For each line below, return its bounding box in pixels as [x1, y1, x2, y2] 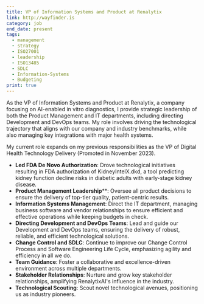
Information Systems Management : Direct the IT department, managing [15, 200, 198, 207]
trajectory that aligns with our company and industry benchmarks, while [6, 125, 187, 132]
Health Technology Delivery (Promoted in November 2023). [6, 150, 156, 157]
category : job [6, 20, 43, 26]
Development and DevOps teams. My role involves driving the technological [6, 119, 197, 125]
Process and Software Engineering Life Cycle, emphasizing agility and [15, 246, 192, 252]
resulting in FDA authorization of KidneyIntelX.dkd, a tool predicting [15, 168, 185, 175]
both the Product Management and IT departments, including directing [6, 112, 184, 119]
